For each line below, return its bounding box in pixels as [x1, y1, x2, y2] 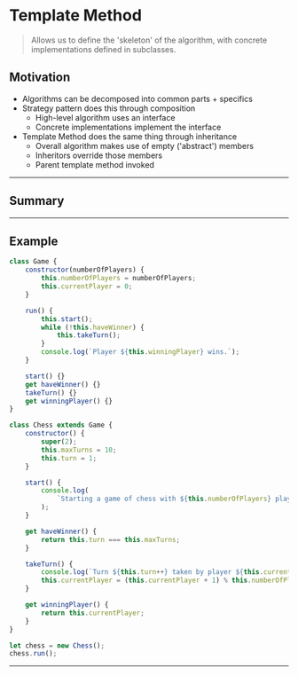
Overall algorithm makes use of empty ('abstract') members [35, 140, 255, 151]
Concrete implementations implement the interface [35, 122, 222, 132]
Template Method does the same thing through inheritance [21, 130, 238, 142]
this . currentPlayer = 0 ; [41, 282, 133, 291]
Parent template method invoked [35, 159, 155, 169]
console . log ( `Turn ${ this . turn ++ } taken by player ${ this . [41, 568, 264, 577]
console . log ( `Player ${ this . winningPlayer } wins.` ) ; [41, 348, 240, 357]
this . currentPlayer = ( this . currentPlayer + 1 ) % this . [41, 576, 252, 586]
